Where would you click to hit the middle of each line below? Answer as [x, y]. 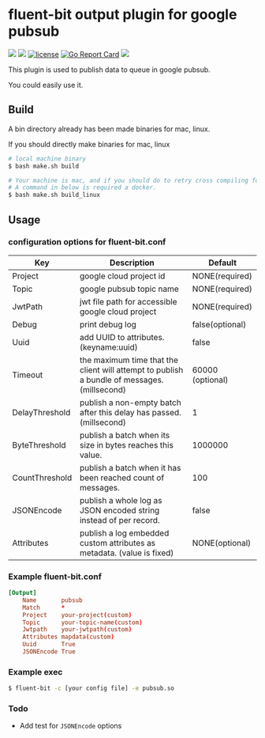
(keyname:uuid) [108, 347]
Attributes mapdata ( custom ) [68, 637]
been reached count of [122, 478]
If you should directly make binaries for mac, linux [89, 144]
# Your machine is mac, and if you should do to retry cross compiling [128, 180]
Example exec [35, 672]
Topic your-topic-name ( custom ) [83, 623]
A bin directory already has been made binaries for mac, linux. [109, 129]
